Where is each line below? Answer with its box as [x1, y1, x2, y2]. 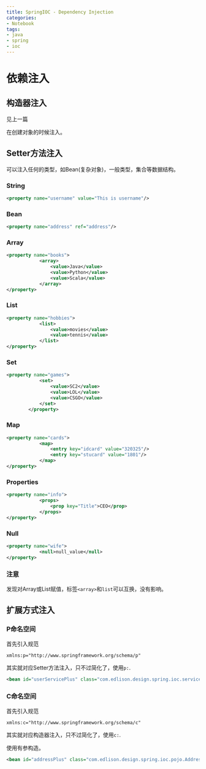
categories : [6, 15, 37, 21]
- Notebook [6, 20, 34, 26]
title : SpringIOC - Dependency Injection [6, 9, 114, 15]
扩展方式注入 [6, 605, 55, 615]
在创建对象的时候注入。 [6, 128, 66, 136]
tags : [6, 26, 20, 33]
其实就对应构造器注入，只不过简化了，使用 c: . [6, 732, 121, 739]
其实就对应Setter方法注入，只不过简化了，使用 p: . [6, 664, 131, 671]
